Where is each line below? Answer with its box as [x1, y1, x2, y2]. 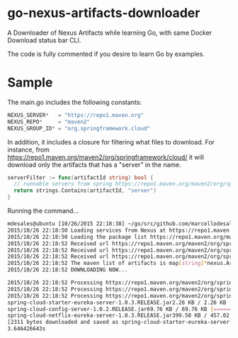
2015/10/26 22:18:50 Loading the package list [7, 233, 147, 240]
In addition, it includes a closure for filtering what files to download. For [7, 137, 215, 146]
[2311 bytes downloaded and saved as [7, 319, 119, 326]
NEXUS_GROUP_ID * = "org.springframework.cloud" [7, 125, 151, 132]
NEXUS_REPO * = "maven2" [7, 118, 91, 125]
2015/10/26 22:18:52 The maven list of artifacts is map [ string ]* [7, 260, 208, 267]
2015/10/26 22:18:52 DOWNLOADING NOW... [7, 266, 129, 274]
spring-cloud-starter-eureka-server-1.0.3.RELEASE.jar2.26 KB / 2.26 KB [7, 299, 227, 306]
